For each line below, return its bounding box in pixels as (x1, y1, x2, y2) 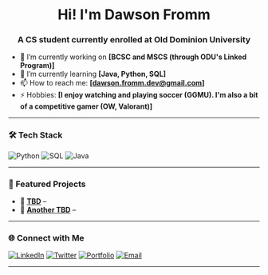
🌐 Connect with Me (8, 233, 85, 243)
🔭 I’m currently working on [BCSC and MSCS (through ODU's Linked (19, 52, 247, 62)
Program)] (19, 61, 55, 70)
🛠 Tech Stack (8, 130, 63, 141)
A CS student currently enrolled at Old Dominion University (17, 34, 251, 46)
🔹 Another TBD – (19, 205, 77, 215)
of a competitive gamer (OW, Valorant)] (19, 102, 153, 111)
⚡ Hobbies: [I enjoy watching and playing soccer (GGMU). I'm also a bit (19, 90, 258, 100)
